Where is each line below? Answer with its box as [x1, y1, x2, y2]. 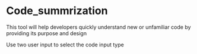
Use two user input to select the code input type [6, 41, 125, 48]
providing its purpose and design [6, 29, 87, 36]
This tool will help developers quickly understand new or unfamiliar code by [6, 23, 191, 31]
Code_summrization [6, 4, 108, 18]
